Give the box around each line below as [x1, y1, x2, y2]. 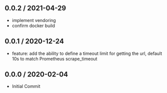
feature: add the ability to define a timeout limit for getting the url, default [11, 50, 162, 56]
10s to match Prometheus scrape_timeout [11, 55, 97, 61]
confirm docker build [11, 22, 55, 28]
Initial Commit [11, 83, 40, 89]
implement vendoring [11, 17, 56, 23]
